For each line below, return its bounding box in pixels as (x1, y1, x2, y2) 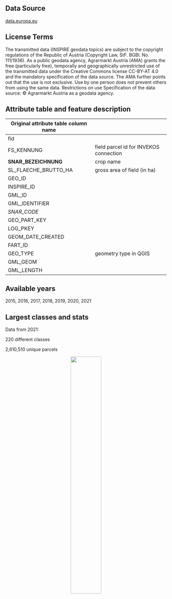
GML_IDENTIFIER (8, 200, 50, 207)
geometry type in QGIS (95, 250, 150, 257)
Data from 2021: (5, 326, 39, 333)
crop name (95, 158, 121, 165)
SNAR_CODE (8, 208, 39, 215)
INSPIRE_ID (8, 183, 35, 191)
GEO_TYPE (8, 250, 34, 257)
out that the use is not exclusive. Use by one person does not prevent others (5, 79, 166, 85)
